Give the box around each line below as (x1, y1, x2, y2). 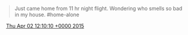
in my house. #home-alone (14, 11, 80, 18)
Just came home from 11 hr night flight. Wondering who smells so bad (14, 5, 183, 12)
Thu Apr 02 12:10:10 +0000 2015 (5, 23, 85, 29)
